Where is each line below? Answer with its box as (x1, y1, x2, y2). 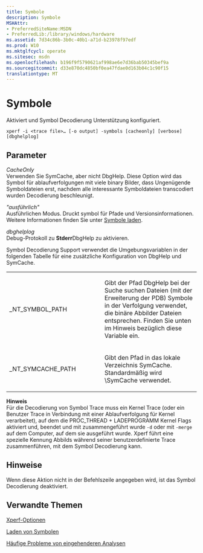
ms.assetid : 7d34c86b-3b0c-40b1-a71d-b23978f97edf (6, 37, 137, 43)
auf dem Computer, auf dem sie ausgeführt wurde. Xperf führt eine (6, 430, 174, 437)
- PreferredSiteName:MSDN (6, 25, 71, 32)
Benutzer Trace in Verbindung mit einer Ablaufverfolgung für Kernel (6, 410, 175, 418)
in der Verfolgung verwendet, (105, 302, 188, 309)
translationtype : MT (6, 71, 59, 77)
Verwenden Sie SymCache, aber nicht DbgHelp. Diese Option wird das (6, 173, 182, 179)
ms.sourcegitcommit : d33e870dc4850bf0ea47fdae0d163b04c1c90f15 (6, 65, 169, 71)
